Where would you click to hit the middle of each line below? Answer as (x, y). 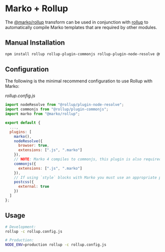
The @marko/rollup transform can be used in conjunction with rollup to (77, 22)
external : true (34, 187)
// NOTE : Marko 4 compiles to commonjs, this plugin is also (78, 159)
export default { (23, 123)
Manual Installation (35, 43)
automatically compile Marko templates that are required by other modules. (81, 27)
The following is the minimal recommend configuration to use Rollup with (79, 81)
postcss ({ (24, 182)
